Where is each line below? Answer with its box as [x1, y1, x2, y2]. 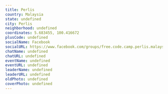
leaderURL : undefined [5, 72, 50, 77]
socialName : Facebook [5, 40, 50, 45]
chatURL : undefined [5, 53, 46, 59]
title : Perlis [5, 7, 35, 12]
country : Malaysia [5, 12, 43, 17]
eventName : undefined [5, 58, 50, 63]
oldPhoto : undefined [5, 77, 48, 82]
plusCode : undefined [5, 35, 48, 40]
